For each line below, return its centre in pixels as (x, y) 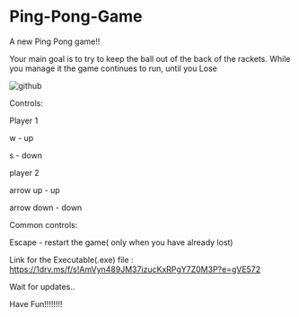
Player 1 (24, 120)
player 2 (25, 172)
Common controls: (44, 225)
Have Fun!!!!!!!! (36, 304)
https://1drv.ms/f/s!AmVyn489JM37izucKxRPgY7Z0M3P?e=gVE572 (135, 269)
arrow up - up (35, 189)
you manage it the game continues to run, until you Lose (113, 68)
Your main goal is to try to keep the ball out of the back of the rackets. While (150, 58)
